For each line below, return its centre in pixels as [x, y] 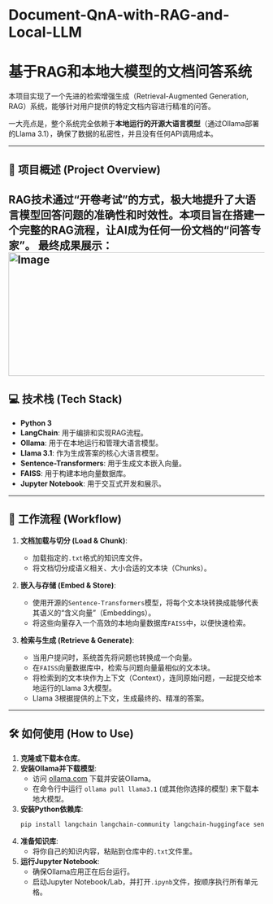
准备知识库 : [39, 841]
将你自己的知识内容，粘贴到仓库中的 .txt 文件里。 [115, 851]
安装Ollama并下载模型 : [58, 769]
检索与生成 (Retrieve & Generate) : [77, 640]
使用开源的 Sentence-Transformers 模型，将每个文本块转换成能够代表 [145, 602]
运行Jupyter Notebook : [60, 862]
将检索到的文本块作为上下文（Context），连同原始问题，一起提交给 [143, 678]
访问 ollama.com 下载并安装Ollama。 [94, 779]
